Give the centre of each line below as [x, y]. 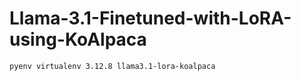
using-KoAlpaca [78, 39]
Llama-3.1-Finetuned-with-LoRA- [150, 18]
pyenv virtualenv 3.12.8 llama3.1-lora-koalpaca [112, 66]
